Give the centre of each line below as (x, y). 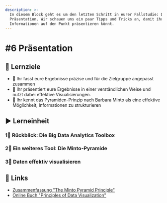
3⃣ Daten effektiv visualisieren (43, 162)
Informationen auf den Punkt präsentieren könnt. (62, 24)
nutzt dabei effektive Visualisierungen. (51, 95)
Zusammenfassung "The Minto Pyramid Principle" (64, 190)
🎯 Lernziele (23, 67)
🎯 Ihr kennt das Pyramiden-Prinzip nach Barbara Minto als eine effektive (86, 100)
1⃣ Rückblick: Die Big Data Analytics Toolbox (60, 135)
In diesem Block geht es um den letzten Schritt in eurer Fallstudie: (84, 14)
